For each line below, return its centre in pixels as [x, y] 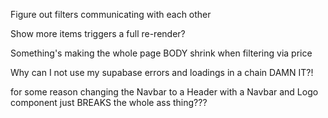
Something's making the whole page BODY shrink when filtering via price [161, 53]
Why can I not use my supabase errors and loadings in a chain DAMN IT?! [162, 72]
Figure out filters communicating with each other [111, 14]
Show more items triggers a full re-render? [98, 33]
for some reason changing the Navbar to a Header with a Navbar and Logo [164, 92]
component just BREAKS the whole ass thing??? [109, 102]
